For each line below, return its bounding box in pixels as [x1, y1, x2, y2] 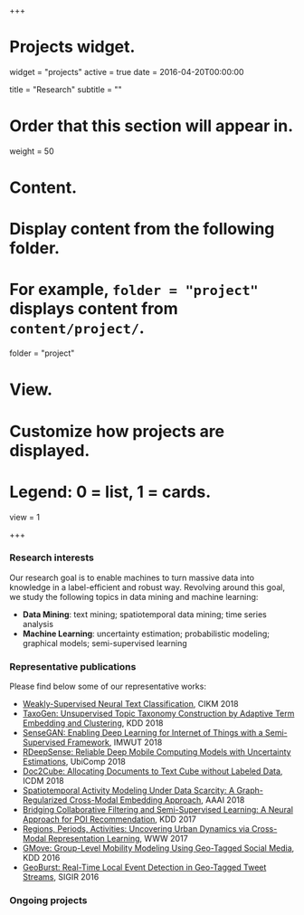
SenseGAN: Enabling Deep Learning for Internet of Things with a [22, 728, 264, 739]
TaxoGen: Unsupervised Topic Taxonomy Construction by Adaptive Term [22, 708, 295, 720]
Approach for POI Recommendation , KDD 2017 [22, 814, 196, 824]
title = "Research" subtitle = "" [9, 83, 122, 95]
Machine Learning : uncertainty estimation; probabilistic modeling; [22, 628, 270, 639]
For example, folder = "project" [9, 280, 259, 300]
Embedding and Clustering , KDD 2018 [22, 718, 164, 729]
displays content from [9, 299, 178, 319]
